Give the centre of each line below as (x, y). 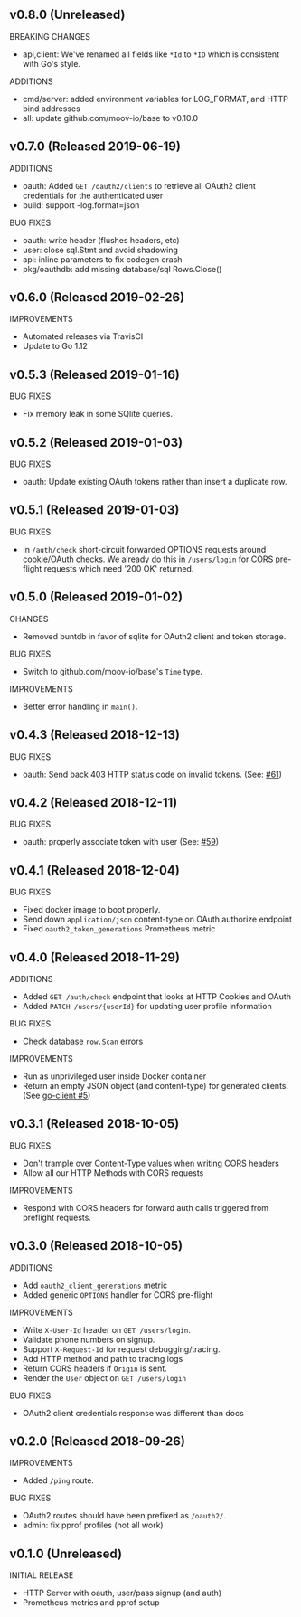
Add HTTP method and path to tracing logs (103, 1358)
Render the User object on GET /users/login (104, 1377)
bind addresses (52, 109)
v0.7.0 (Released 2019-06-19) (95, 147)
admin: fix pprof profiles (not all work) (93, 1525)
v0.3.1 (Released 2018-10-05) (94, 1124)
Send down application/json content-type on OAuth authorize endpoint (157, 919)
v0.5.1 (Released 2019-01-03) (94, 510)
